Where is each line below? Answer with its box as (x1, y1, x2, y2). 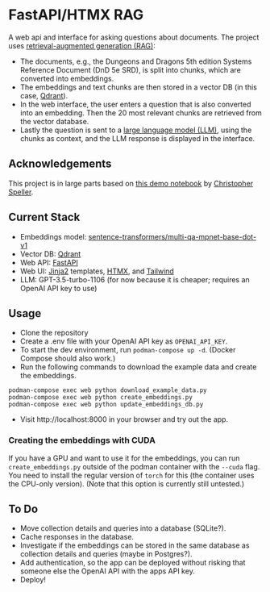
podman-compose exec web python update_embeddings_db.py (8, 401, 204, 409)
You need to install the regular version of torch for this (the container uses (8, 470, 255, 480)
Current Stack (8, 211, 81, 224)
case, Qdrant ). (19, 90, 69, 100)
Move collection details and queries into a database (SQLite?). (19, 523, 226, 533)
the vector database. (19, 116, 89, 126)
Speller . (8, 187, 34, 197)
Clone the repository (19, 328, 89, 338)
